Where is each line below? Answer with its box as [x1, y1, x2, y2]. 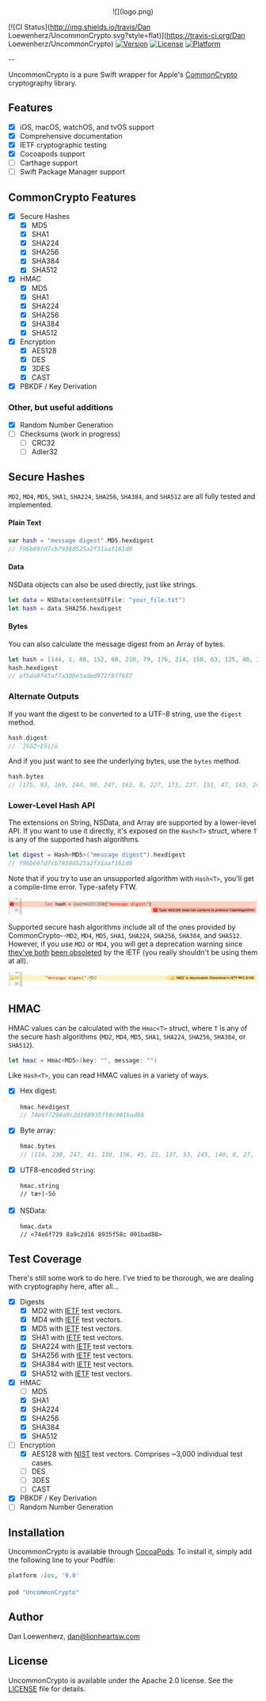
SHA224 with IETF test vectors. [31, 1342, 135, 1351]
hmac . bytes [19, 1143, 56, 1151]
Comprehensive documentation [19, 131, 123, 140]
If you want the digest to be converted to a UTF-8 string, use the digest [8, 709, 242, 718]
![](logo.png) [112, 7, 154, 16]
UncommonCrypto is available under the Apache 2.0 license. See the [8, 1676, 234, 1685]
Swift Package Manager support [19, 167, 125, 177]
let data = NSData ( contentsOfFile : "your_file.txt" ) [8, 596, 186, 604]
